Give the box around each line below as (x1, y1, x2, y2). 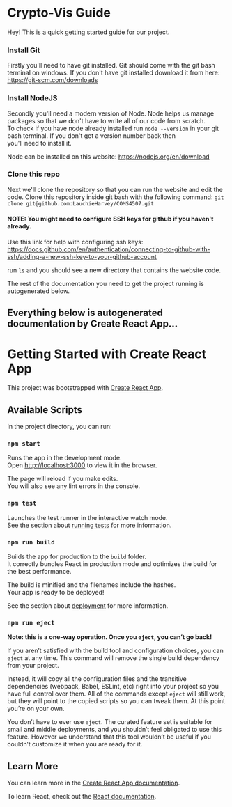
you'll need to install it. (7, 139, 72, 147)
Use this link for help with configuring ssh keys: (7, 238, 144, 246)
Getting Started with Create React (7, 346, 207, 361)
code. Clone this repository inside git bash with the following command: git (7, 193, 224, 201)
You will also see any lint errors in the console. (7, 482, 141, 490)
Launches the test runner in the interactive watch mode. (7, 513, 169, 522)
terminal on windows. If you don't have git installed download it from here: (7, 68, 220, 77)
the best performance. (7, 567, 72, 576)
